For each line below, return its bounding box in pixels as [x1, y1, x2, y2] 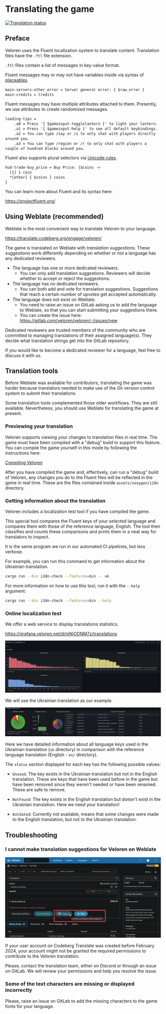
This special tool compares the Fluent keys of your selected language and [5, 518, 156, 524]
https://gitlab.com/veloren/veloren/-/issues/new [19, 317, 118, 323]
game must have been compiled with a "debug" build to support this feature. [5, 439, 161, 445]
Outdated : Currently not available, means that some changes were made [12, 811, 159, 817]
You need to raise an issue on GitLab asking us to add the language [19, 302, 157, 307]
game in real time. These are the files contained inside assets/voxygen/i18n [5, 479, 159, 486]
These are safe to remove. [12, 787, 66, 793]
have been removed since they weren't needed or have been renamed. [12, 781, 157, 788]
